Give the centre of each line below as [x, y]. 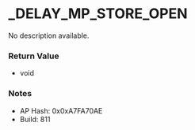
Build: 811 [35, 119]
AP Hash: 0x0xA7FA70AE [61, 110]
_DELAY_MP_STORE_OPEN [98, 14]
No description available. [49, 35]
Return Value [34, 56]
